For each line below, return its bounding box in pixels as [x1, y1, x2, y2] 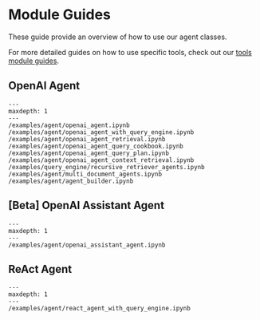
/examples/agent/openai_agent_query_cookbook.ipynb [8, 142, 183, 150]
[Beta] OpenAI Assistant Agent [8, 199, 165, 212]
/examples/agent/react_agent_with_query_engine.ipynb [8, 305, 191, 313]
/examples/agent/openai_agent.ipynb [8, 121, 130, 129]
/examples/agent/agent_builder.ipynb [8, 177, 134, 185]
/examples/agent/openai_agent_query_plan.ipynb [8, 149, 170, 157]
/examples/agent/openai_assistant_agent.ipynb [8, 241, 166, 249]
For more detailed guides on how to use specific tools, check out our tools [8, 47, 253, 57]
